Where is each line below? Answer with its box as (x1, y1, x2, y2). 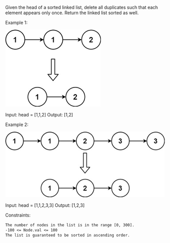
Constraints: (5, 212, 31, 218)
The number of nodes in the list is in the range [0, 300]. (5, 223, 135, 228)
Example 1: (5, 20, 28, 25)
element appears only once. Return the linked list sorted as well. (5, 10, 139, 16)
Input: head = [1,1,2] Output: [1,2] (5, 112, 73, 117)
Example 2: (5, 121, 29, 128)
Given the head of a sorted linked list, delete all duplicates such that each (5, 5, 158, 10)
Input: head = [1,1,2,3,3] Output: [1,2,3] (5, 202, 85, 208)
